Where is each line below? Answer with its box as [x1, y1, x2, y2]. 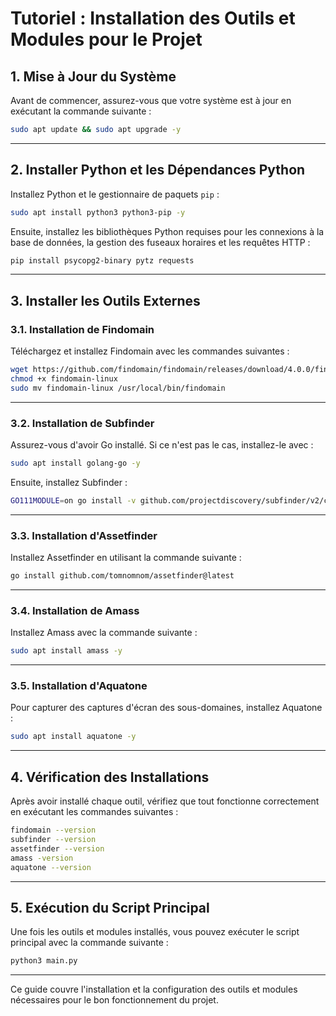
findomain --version [10, 825, 97, 836]
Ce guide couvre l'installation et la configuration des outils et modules [10, 983, 298, 996]
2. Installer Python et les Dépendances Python [10, 162, 306, 179]
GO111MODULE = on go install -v [10, 495, 137, 506]
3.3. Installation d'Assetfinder [10, 528, 158, 542]
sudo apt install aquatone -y [10, 732, 137, 742]
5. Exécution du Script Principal [10, 899, 210, 916]
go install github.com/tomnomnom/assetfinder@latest [10, 571, 235, 581]
